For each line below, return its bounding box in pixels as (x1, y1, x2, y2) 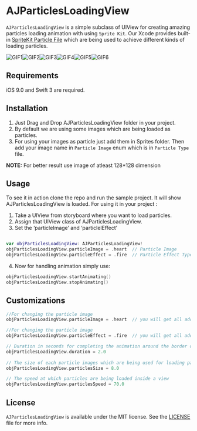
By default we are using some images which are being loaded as (14, 125, 171, 132)
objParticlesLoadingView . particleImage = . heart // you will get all (6, 316, 182, 323)
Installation (6, 103, 48, 113)
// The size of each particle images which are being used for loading (6, 360, 185, 366)
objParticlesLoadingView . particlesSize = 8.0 (6, 365, 119, 371)
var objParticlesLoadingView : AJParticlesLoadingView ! (6, 241, 143, 247)
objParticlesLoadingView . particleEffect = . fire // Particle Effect (6, 252, 180, 258)
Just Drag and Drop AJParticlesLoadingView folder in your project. (14, 119, 176, 126)
